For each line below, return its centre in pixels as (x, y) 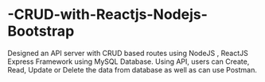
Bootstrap (41, 31)
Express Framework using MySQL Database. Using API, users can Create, (129, 61)
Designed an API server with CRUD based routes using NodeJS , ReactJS (128, 53)
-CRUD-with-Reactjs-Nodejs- (108, 15)
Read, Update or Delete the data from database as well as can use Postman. (132, 69)
